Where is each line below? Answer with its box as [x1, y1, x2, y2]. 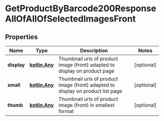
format [58, 108, 74, 115]
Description [80, 47, 108, 54]
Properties [5, 33, 38, 41]
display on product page [58, 68, 115, 74]
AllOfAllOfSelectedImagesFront [5, 13, 136, 24]
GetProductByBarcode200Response [5, 3, 157, 14]
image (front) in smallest [58, 102, 115, 108]
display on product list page [58, 88, 123, 94]
